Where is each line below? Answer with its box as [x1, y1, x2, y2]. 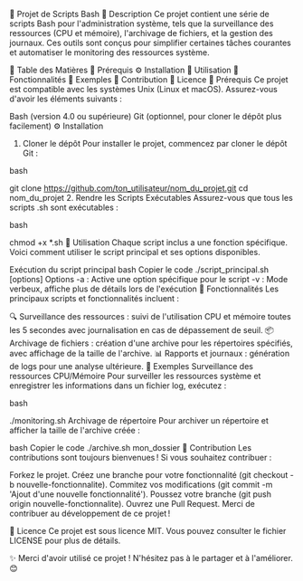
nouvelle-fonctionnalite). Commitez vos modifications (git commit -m [16, 480, 273, 490]
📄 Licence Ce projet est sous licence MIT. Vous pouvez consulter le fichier [9, 526, 287, 536]
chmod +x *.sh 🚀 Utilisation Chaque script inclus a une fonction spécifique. [9, 237, 288, 248]
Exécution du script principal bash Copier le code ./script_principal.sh [9, 264, 270, 275]
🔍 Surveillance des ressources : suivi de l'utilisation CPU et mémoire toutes [9, 311, 291, 321]
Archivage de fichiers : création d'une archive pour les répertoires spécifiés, [9, 338, 293, 348]
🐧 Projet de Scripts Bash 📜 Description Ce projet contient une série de [9, 9, 270, 19]
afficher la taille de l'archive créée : [9, 425, 140, 435]
